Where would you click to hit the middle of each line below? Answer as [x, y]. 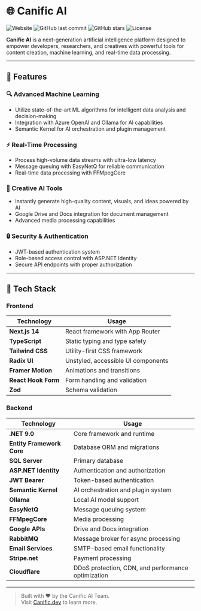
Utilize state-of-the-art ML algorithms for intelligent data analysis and [100, 110]
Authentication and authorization [120, 470]
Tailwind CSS [28, 351]
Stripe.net [24, 558]
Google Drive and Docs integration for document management [92, 214]
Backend [19, 408]
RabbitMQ [24, 538]
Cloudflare [25, 571]
